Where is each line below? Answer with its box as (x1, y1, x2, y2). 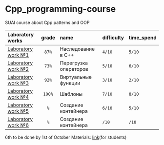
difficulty (102, 34, 124, 41)
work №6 (7, 122, 29, 128)
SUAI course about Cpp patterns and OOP (5, 20, 90, 25)
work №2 (7, 65, 29, 72)
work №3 (7, 80, 29, 86)
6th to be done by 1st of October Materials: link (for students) (5, 134, 127, 140)
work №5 (7, 107, 29, 114)
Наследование (60, 45, 95, 52)
